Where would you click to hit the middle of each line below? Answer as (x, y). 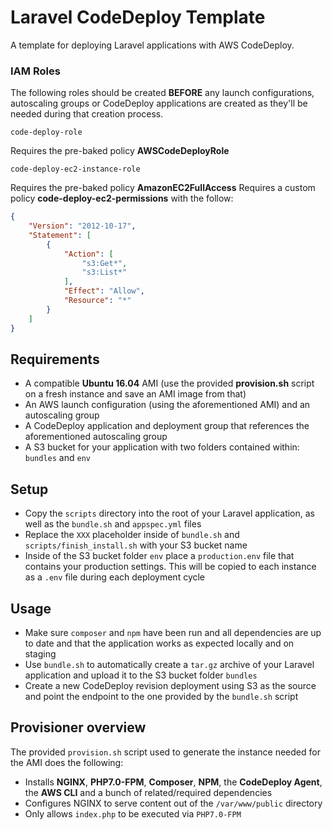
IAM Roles (35, 71)
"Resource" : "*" (97, 301)
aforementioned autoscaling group (96, 437)
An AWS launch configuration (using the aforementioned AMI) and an (167, 405)
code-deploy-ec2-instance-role (75, 169)
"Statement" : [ (60, 235)
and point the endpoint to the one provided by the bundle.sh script (161, 697)
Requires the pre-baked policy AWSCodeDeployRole (120, 151)
